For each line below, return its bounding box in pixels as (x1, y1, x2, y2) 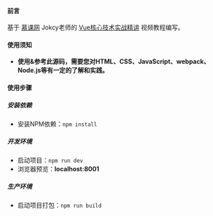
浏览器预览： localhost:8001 (17, 164, 99, 173)
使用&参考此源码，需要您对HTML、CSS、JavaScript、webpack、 (17, 57, 210, 66)
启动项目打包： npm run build (17, 201, 102, 209)
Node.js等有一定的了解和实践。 (17, 66, 109, 75)
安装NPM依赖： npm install (17, 120, 97, 128)
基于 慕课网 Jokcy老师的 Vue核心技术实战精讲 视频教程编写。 (7, 23, 184, 31)
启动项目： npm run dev (17, 156, 83, 164)
